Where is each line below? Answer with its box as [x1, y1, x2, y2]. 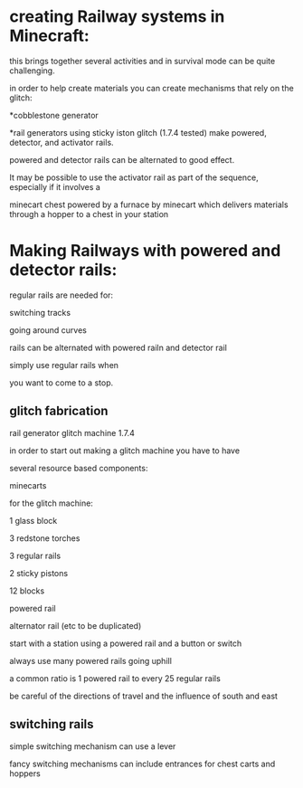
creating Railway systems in [9, 6, 225, 27]
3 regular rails [9, 550, 62, 561]
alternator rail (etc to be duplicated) [9, 620, 142, 631]
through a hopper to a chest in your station [9, 208, 169, 219]
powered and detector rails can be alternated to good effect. [9, 154, 235, 165]
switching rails [9, 717, 94, 732]
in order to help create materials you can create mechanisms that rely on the [9, 82, 294, 93]
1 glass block [9, 515, 58, 526]
